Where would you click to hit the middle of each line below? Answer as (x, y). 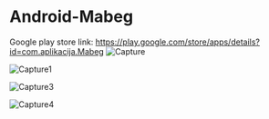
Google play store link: (52, 42)
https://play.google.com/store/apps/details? (177, 42)
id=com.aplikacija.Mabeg (57, 51)
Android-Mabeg (72, 17)
